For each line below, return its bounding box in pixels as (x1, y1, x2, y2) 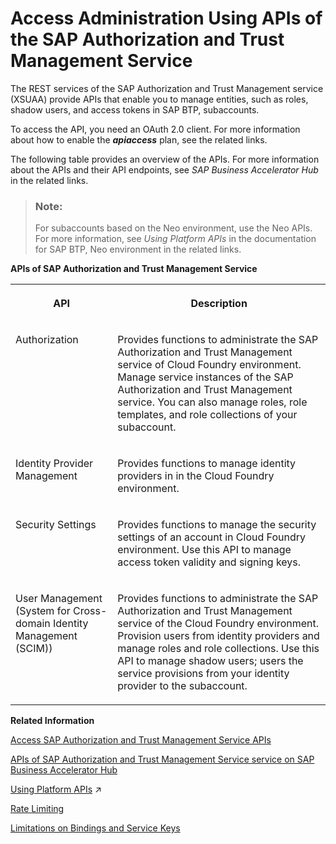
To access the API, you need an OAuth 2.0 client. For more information (10, 123, 301, 135)
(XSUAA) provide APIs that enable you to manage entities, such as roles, (10, 93, 309, 105)
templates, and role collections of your (117, 408, 298, 422)
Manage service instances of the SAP (117, 370, 294, 384)
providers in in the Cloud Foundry (117, 469, 275, 483)
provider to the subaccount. (117, 679, 248, 693)
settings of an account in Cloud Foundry (117, 530, 306, 544)
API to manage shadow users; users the (117, 654, 304, 668)
